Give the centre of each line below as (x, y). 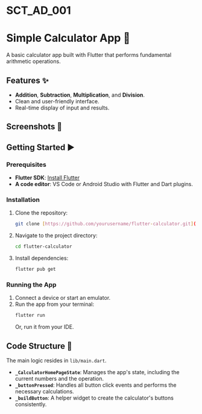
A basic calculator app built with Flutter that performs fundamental (89, 55)
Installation (23, 199)
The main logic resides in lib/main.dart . (56, 360)
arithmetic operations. (34, 62)
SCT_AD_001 (39, 11)
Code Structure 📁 (39, 346)
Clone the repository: (41, 213)
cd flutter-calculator (43, 247)
